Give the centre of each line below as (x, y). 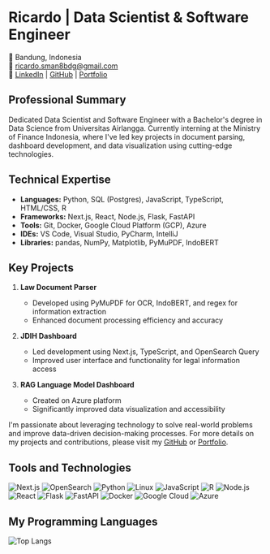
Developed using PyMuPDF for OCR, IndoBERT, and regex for (135, 303)
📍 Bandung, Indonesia (45, 57)
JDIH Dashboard (48, 336)
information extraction (69, 312)
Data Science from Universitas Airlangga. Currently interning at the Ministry (135, 128)
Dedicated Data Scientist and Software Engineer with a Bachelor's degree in (135, 119)
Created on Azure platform (77, 400)
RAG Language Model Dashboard (77, 385)
